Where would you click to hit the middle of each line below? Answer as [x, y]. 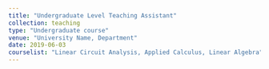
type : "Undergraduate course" [59, 30]
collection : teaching [44, 23]
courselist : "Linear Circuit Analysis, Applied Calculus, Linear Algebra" [136, 52]
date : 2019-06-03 [37, 45]
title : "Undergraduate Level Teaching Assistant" [93, 15]
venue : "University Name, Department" [73, 38]
